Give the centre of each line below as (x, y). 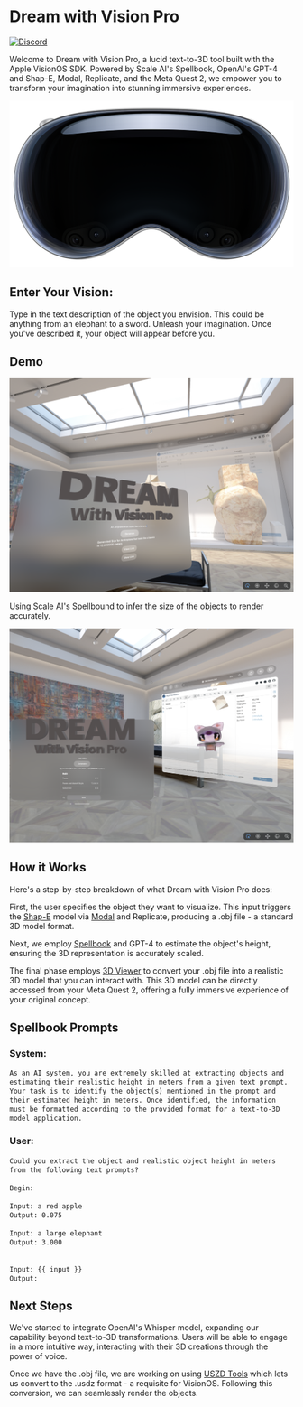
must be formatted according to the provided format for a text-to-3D (145, 1109)
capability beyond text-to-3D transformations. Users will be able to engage (149, 1337)
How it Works (48, 867)
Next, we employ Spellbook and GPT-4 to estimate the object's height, (140, 943)
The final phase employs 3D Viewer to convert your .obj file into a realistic (147, 970)
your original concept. (50, 999)
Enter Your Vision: (61, 292)
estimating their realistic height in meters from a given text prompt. (149, 1082)
